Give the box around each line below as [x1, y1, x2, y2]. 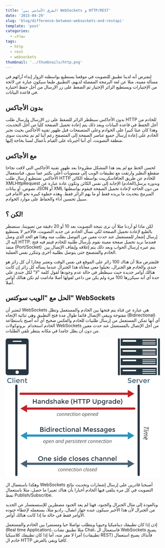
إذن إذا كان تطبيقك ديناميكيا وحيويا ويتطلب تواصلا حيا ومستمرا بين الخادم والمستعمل [5, 522, 158, 527]
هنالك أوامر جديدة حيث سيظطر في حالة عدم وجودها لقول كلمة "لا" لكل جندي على [5, 269, 155, 275]
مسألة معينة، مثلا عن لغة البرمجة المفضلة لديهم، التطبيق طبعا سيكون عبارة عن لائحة [5, 79, 158, 85]
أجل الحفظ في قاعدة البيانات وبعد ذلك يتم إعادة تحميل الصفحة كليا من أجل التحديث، [5, 122, 158, 128]
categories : [5, 28, 30, 34]
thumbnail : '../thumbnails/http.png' [5, 59, 83, 65]
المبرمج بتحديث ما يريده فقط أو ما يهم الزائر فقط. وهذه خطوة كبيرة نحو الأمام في [5, 191, 154, 196]
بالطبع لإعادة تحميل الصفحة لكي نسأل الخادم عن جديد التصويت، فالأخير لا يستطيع [5, 228, 153, 234]
